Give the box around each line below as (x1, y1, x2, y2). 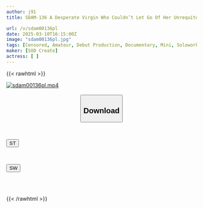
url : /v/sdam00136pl (6, 25, 59, 31)
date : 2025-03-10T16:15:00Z (6, 31, 77, 37)
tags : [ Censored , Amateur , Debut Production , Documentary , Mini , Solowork (6, 42, 199, 48)
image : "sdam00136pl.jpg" (6, 37, 71, 43)
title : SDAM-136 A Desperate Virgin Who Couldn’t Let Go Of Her (6, 14, 172, 20)
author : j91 (6, 8, 36, 15)
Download (83, 106, 120, 115)
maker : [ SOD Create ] (6, 48, 59, 54)
